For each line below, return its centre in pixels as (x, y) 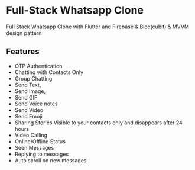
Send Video (29, 110)
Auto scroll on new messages (51, 160)
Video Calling (31, 135)
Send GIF (26, 97)
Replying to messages (42, 154)
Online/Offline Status (40, 141)
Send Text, (28, 85)
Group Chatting (33, 78)
